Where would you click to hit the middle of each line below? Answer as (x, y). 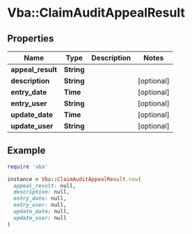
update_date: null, (42, 212)
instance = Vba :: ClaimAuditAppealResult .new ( (74, 179)
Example (26, 151)
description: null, (42, 192)
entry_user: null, (40, 205)
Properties (31, 39)
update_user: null (40, 218)
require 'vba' (28, 167)
